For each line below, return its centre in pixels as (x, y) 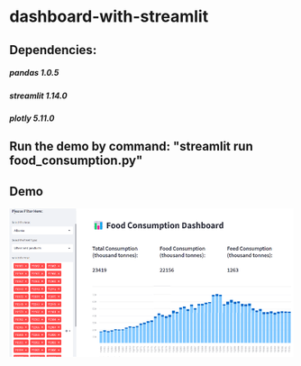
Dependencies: (53, 50)
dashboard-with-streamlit (109, 17)
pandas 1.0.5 (34, 73)
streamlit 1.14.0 (38, 96)
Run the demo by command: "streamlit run (132, 146)
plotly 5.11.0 (32, 118)
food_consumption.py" (76, 161)
